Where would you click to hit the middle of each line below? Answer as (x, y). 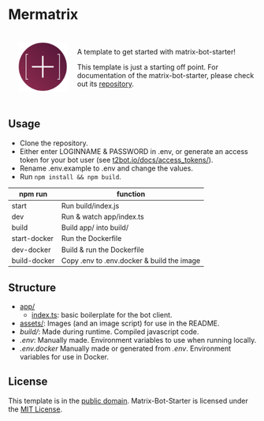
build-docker (33, 260)
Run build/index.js (91, 205)
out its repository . (106, 84)
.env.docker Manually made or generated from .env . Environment (125, 348)
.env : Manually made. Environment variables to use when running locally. (138, 340)
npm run (33, 194)
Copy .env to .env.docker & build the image (131, 260)
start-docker (32, 239)
